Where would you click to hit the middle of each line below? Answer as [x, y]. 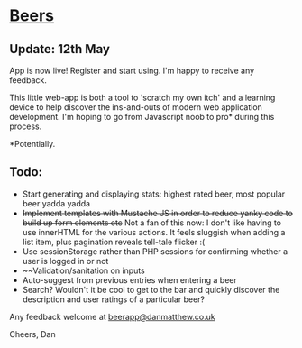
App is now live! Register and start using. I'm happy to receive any [132, 70]
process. [26, 126]
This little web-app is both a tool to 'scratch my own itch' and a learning [142, 97]
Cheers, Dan [32, 334]
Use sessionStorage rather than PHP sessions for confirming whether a [155, 251]
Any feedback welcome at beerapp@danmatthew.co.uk [112, 316]
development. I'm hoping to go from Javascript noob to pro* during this [142, 117]
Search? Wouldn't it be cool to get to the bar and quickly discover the [151, 289]
